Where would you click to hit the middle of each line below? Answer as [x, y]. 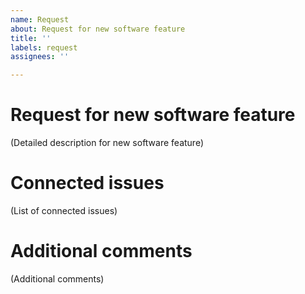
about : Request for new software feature [98, 29]
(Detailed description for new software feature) [107, 143]
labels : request [44, 47]
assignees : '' [40, 57]
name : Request [40, 19]
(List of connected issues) [64, 210]
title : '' [31, 38]
